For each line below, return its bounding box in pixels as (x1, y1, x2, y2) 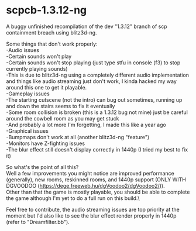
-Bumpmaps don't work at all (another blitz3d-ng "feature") (6, 133, 150, 140)
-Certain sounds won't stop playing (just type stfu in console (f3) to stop (6, 59, 181, 66)
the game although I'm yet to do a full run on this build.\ (6, 194, 140, 202)
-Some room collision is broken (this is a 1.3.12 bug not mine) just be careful (6, 109, 188, 116)
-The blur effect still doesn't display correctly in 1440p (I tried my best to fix (6, 146, 188, 153)
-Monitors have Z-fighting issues (6, 140, 85, 147)
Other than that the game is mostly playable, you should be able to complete (6, 188, 190, 195)
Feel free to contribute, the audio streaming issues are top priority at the (6, 206, 180, 213)
